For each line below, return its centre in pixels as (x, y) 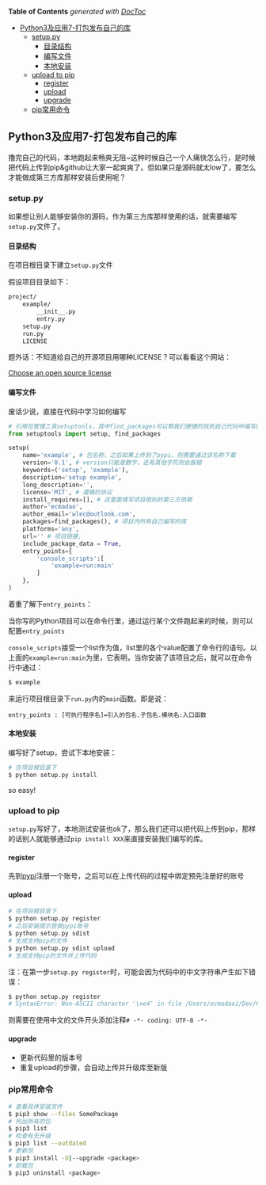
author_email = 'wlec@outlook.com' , (79, 514)
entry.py (51, 319)
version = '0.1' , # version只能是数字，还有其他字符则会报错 (112, 463)
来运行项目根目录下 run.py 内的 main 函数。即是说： (88, 698)
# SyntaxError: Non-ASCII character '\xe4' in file (95, 1004)
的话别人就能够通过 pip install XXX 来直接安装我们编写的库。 (108, 839)
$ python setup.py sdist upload (61, 948)
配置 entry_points (36, 631)
